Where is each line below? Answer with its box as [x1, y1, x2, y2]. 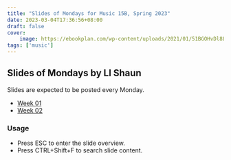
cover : [7, 29, 26, 36]
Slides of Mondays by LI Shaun [7, 67, 142, 79]
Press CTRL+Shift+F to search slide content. [16, 146, 143, 155]
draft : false [7, 23, 45, 30]
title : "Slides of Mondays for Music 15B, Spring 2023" [7, 10, 170, 17]
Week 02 [16, 106, 43, 114]
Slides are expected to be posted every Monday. [7, 85, 144, 93]
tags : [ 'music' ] [7, 42, 54, 49]
